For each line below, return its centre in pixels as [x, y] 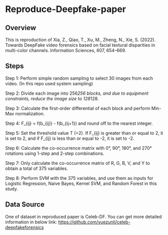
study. [12, 188]
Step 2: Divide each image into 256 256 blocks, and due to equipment [77, 93]
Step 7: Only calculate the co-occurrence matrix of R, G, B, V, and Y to [78, 163]
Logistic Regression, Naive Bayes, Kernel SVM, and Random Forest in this [81, 183]
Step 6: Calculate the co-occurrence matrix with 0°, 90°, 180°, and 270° [78, 148]
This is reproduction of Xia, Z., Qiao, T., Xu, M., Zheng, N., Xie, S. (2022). [80, 40]
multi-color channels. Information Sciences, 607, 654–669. [66, 50]
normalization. [30, 113]
